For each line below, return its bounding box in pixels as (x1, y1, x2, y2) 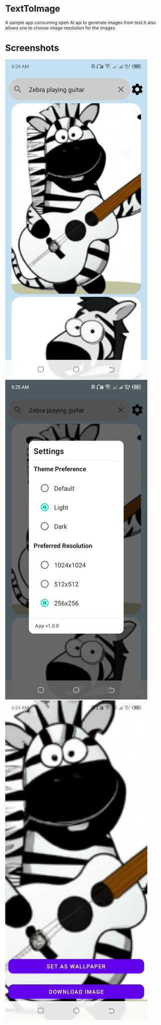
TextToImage (5, 3, 61, 14)
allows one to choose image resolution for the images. (5, 24, 117, 30)
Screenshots (5, 42, 59, 54)
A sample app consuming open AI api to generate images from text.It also (5, 19, 156, 25)
